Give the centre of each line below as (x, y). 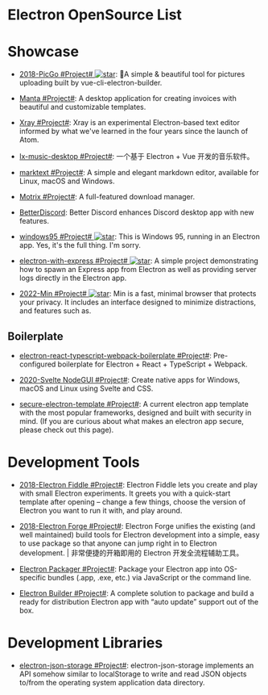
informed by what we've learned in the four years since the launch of (134, 132)
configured (37, 364)
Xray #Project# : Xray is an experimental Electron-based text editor (130, 123)
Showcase (43, 52)
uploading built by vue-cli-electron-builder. (91, 83)
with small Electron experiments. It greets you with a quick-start (125, 493)
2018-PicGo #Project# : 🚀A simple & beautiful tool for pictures (132, 74)
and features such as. (55, 311)
